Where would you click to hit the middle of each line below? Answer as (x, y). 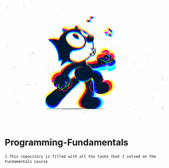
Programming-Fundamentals (67, 143)
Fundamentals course (26, 161)
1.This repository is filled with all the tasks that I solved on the (80, 156)
